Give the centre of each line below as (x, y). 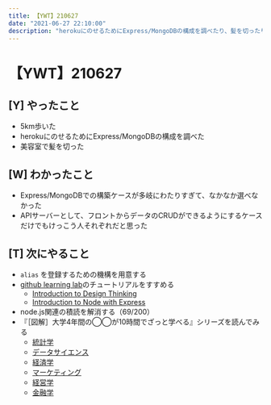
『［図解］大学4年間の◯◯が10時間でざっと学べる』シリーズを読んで (136, 322)
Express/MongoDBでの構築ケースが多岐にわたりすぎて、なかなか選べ (135, 195)
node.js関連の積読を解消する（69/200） (87, 312)
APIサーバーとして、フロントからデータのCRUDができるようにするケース (141, 215)
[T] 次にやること (49, 254)
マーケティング (57, 372)
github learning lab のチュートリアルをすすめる (97, 284)
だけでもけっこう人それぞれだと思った (83, 226)
